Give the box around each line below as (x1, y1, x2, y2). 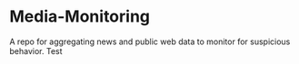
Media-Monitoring (9, 6, 151, 27)
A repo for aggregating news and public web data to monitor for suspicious (9, 36, 291, 47)
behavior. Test (9, 45, 63, 56)
